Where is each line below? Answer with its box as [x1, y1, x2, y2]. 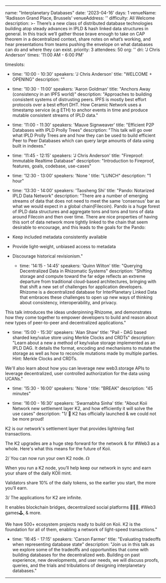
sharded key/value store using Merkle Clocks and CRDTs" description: [12, 335, 156, 340]
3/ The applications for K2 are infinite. [5, 495, 83, 500]
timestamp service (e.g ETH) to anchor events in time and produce [12, 107, 148, 113]
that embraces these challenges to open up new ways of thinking [19, 294, 153, 300]
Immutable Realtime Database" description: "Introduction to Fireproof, [12, 158, 155, 163]
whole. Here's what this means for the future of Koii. [5, 446, 111, 451]
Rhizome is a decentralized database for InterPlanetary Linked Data [19, 289, 157, 295]
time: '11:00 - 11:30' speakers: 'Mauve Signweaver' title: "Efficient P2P [12, 122, 155, 128]
